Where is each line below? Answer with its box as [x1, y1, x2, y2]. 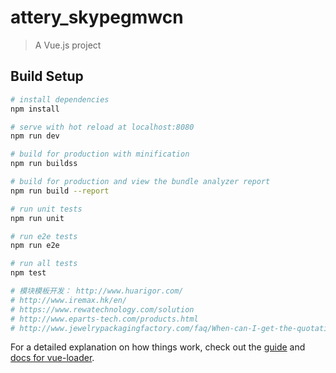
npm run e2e [10, 241, 60, 251]
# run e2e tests [10, 231, 78, 241]
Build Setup [10, 68, 84, 85]
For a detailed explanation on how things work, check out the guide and [10, 341, 306, 353]
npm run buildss [10, 159, 78, 169]
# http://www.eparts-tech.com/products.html [10, 314, 199, 324]
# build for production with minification [10, 149, 190, 160]
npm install [10, 104, 60, 114]
